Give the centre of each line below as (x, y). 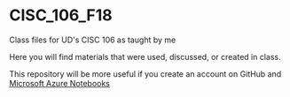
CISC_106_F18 (61, 15)
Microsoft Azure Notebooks (60, 83)
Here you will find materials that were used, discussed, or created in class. (145, 56)
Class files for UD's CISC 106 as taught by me (93, 40)
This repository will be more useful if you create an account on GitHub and (145, 74)
